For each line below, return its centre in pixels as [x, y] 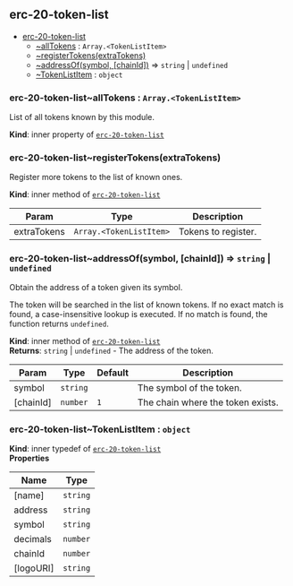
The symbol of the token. [190, 387]
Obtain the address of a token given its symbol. [96, 287]
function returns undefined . [59, 323]
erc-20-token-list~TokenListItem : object [100, 429]
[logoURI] [34, 568]
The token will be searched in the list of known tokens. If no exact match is [146, 305]
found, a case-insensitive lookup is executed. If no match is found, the [138, 314]
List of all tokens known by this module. [82, 117]
